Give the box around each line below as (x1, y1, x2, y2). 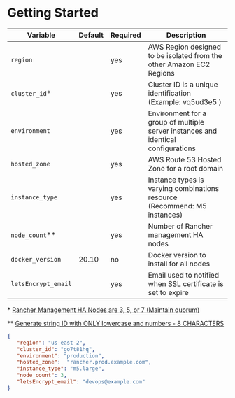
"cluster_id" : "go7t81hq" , (16, 346, 96, 353)
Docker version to (148, 250, 206, 260)
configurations (148, 143, 196, 153)
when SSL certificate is (148, 278, 224, 288)
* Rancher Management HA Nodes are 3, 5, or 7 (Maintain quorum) (7, 306, 200, 314)
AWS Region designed (148, 42, 222, 52)
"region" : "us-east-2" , (16, 339, 86, 346)
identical (148, 134, 176, 144)
